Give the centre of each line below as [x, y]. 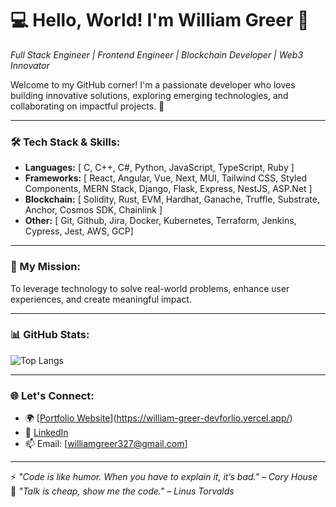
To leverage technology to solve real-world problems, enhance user [150, 288]
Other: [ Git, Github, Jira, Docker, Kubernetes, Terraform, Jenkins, [160, 221]
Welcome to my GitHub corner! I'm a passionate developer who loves [153, 84]
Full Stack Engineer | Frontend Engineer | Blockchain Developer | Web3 [157, 54]
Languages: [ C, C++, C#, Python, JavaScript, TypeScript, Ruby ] [159, 168]
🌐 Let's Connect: [52, 395]
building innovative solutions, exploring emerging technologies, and [149, 95]
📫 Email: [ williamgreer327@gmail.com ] [106, 444]
